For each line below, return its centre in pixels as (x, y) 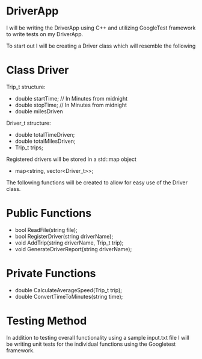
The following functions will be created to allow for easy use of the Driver (97, 183)
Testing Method (47, 321)
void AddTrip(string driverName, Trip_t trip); (69, 243)
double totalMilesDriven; (45, 141)
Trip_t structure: (26, 87)
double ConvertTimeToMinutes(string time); (69, 296)
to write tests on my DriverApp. (45, 34)
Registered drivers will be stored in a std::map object (72, 159)
